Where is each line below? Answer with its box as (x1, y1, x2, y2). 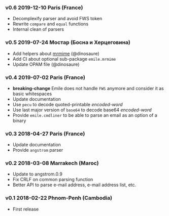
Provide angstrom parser (12, 147, 63, 153)
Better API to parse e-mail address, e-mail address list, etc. (12, 182, 137, 188)
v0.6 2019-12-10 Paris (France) (5, 4, 83, 11)
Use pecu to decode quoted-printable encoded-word (12, 101, 123, 107)
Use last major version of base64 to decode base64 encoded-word (12, 107, 152, 113)
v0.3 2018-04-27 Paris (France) (5, 130, 85, 137)
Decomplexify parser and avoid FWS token (12, 16, 103, 22)
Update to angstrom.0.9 (12, 171, 62, 177)
